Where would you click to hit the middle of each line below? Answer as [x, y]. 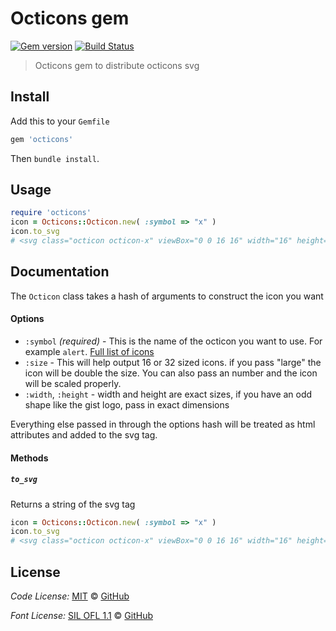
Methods [29, 458]
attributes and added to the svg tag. [84, 434]
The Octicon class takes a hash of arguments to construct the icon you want [167, 296]
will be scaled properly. [73, 383]
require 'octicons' [51, 213]
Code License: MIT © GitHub [70, 596]
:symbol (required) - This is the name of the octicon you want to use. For [173, 341]
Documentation [60, 272]
